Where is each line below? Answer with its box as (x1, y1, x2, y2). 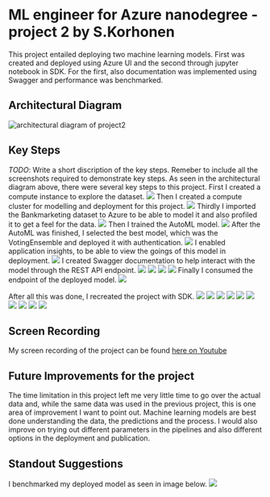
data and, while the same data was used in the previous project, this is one (8, 399, 256, 409)
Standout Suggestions (8, 457, 123, 470)
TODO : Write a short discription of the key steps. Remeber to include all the (8, 165, 259, 174)
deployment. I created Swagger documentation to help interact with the (8, 256, 255, 265)
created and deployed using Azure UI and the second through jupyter (8, 58, 239, 68)
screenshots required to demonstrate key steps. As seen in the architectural (8, 173, 260, 183)
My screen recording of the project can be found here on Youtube (8, 345, 227, 356)
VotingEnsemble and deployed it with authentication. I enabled (8, 237, 226, 247)
